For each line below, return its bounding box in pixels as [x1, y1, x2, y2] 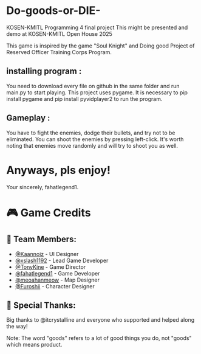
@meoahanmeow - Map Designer [15, 276, 100, 283]
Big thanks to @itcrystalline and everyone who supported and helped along [6, 316, 195, 324]
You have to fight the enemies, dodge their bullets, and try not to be [6, 129, 175, 136]
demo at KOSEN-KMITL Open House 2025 [6, 30, 112, 37]
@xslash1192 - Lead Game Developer [15, 257, 109, 264]
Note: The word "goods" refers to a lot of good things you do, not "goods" [6, 335, 192, 342]
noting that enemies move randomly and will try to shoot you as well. [6, 142, 178, 149]
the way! [6, 323, 28, 330]
